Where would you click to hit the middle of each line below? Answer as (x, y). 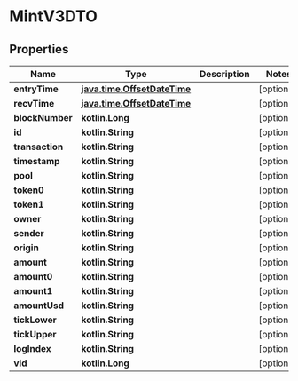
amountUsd (39, 306)
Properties (39, 49)
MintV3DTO (53, 16)
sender (29, 233)
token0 (29, 190)
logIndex (32, 349)
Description (224, 74)
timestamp (37, 161)
